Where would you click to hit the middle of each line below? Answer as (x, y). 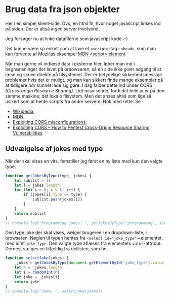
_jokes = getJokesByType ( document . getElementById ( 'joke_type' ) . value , (90, 263)
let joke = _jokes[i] (37, 277)
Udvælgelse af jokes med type (54, 149)
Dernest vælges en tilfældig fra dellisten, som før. (57, 249)
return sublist (30, 213)
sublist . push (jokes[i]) (57, 200)
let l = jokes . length (37, 185)
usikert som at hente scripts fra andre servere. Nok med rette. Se (73, 101)
